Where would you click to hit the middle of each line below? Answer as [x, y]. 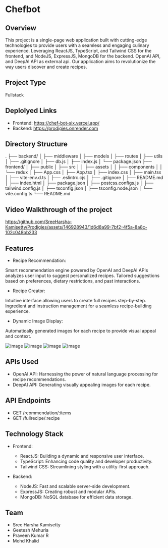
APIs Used [22, 362]
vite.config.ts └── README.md [38, 194]
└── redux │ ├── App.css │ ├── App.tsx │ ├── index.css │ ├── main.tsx [83, 172]
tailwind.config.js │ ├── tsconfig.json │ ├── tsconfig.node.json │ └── [79, 188]
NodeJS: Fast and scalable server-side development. [75, 486]
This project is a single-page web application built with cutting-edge [76, 40]
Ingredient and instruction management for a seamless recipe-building [78, 306]
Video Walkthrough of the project [59, 210]
